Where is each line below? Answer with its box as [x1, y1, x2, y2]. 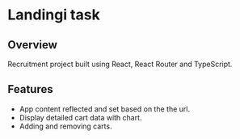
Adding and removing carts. [19, 121, 112, 131]
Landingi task [7, 6, 100, 24]
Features [7, 82, 53, 96]
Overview [7, 38, 58, 52]
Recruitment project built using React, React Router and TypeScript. [7, 59, 233, 69]
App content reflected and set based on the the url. [19, 103, 191, 114]
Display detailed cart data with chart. [19, 112, 142, 122]
